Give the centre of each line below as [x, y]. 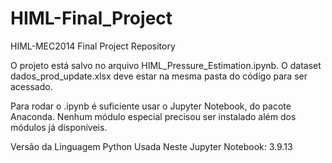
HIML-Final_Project [91, 18]
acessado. [31, 86]
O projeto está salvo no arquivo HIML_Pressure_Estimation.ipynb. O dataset [166, 65]
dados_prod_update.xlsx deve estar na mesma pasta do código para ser [159, 76]
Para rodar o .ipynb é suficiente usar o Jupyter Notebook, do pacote [151, 106]
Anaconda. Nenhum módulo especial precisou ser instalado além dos [153, 116]
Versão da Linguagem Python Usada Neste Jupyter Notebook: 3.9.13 [151, 146]
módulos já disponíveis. [59, 127]
